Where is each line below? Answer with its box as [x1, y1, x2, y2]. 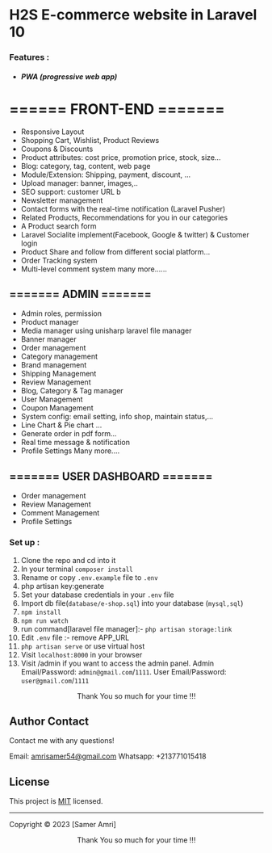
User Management [20, 394, 83, 405]
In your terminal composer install [20, 564, 133, 574]
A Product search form [20, 221, 97, 231]
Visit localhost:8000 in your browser [20, 649, 143, 659]
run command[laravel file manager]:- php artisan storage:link [20, 624, 232, 633]
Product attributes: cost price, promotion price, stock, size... [20, 152, 221, 162]
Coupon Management [20, 403, 94, 413]
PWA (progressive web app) [20, 71, 118, 82]
